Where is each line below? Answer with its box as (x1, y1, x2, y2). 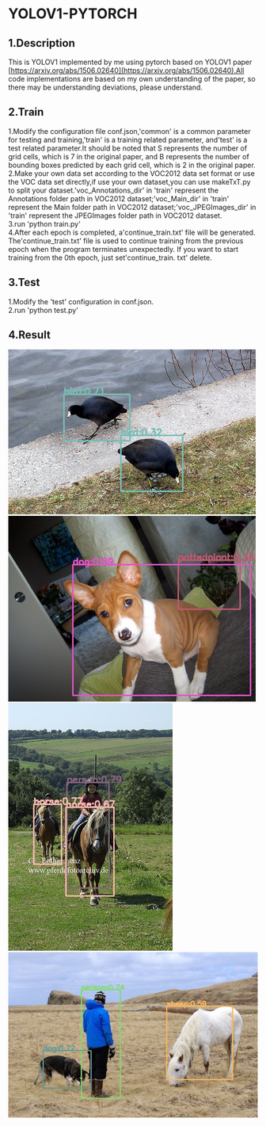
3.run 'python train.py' (8, 219, 81, 228)
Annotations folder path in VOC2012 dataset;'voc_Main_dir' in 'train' (8, 193, 230, 203)
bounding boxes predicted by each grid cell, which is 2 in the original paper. (8, 160, 256, 170)
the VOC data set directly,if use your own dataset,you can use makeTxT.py (8, 177, 251, 186)
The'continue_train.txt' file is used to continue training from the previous (8, 235, 244, 246)
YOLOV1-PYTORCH (8, 5, 138, 23)
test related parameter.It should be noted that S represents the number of (8, 143, 248, 153)
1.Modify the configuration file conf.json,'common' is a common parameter (8, 126, 251, 136)
